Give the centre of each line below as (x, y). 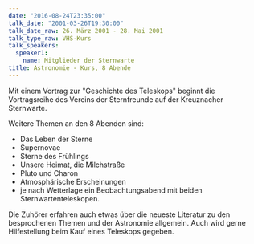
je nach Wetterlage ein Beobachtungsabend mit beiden (111, 190)
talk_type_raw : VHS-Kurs (50, 38)
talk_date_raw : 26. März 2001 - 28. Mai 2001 (86, 31)
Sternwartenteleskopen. (60, 198)
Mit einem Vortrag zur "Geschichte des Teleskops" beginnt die (112, 91)
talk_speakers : (34, 46)
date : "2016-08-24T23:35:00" (57, 16)
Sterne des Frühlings (55, 156)
